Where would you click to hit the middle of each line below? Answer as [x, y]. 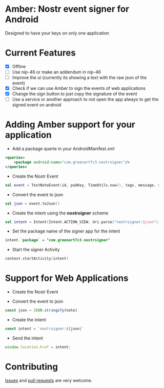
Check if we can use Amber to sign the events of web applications [79, 88]
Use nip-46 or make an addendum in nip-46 [56, 72]
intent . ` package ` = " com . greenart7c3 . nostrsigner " [58, 240]
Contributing [31, 367]
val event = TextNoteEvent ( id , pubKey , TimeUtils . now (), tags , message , [81, 185]
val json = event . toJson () [32, 204]
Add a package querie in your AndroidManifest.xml [63, 149]
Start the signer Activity [36, 250]
